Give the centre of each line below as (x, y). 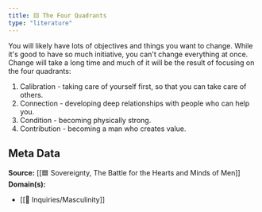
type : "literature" (40, 23)
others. (31, 94)
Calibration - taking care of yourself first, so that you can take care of (133, 86)
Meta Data (35, 153)
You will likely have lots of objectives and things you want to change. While (131, 45)
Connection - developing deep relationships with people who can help (135, 103)
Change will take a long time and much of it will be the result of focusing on (131, 62)
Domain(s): (27, 184)
